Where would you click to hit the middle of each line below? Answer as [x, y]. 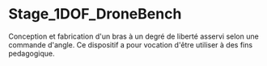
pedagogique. [32, 53]
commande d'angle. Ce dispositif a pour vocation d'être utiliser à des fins [131, 44]
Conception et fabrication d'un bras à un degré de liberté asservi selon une [133, 36]
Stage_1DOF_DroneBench [95, 14]
